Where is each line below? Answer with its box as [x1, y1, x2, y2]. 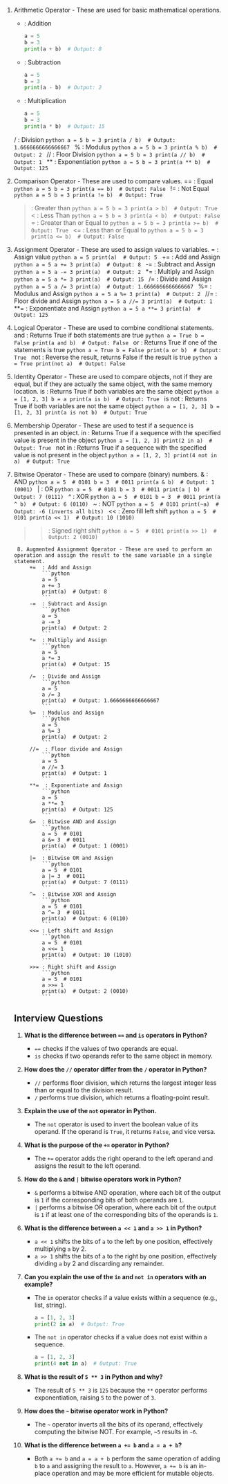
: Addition [23, 19, 52, 27]
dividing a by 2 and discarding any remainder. [34, 1259, 164, 1267]
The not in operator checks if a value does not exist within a [34, 1333, 207, 1341]
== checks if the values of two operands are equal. [34, 1044, 178, 1052]
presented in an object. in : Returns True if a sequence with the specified [13, 428, 221, 437]
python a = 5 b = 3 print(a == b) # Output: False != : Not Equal [13, 184, 209, 192]
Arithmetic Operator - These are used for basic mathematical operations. [13, 6, 222, 14]
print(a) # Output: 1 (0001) [41, 842, 129, 850]
